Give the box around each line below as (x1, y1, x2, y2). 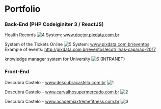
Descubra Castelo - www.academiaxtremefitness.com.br (4, 98, 120, 104)
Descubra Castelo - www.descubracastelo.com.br (4, 79, 106, 85)
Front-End (4, 68, 29, 75)
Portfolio (4, 3, 41, 15)
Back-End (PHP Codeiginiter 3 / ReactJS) (4, 21, 104, 28)
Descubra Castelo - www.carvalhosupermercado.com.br (4, 89, 120, 95)
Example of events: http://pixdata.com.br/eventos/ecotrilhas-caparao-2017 (4, 46, 156, 52)
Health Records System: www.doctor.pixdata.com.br (4, 32, 120, 38)
